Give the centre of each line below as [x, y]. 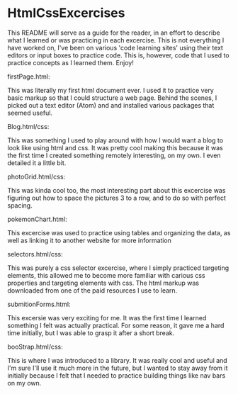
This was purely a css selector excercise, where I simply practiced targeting [118, 268]
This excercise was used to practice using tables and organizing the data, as [119, 232]
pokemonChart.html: [37, 219]
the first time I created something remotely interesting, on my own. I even [114, 155]
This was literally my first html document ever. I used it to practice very [110, 90]
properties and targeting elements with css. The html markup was [103, 283]
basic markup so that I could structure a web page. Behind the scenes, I [112, 98]
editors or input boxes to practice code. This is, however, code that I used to [118, 55]
